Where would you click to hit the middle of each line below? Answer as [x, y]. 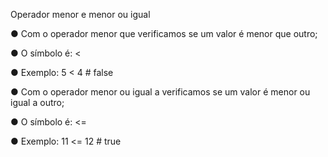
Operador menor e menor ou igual [80, 14]
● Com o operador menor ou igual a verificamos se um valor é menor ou [160, 92]
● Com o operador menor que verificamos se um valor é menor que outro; [164, 33]
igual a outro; [37, 102]
